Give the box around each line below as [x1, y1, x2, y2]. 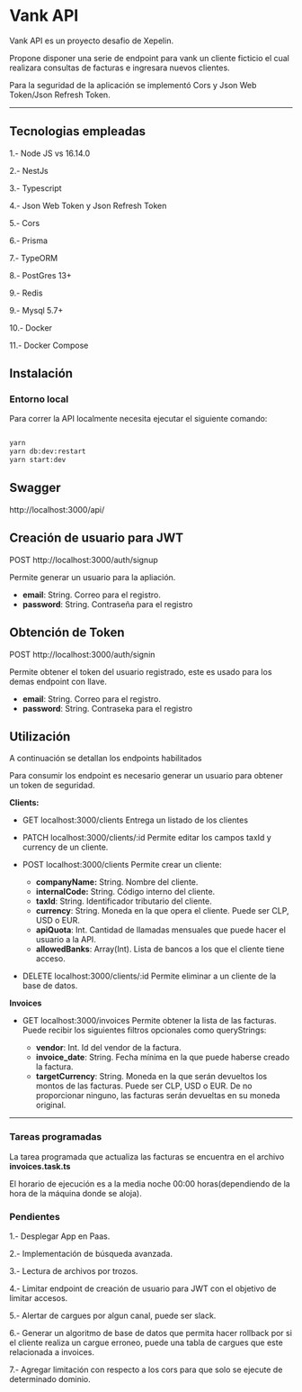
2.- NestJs [9, 165, 49, 176]
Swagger [9, 480, 61, 496]
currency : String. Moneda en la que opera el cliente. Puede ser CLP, [35, 905, 289, 916]
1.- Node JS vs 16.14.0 [9, 148, 91, 159]
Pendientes [9, 1210, 60, 1223]
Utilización [9, 729, 71, 744]
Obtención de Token [9, 625, 125, 641]
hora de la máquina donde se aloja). [9, 1187, 142, 1198]
